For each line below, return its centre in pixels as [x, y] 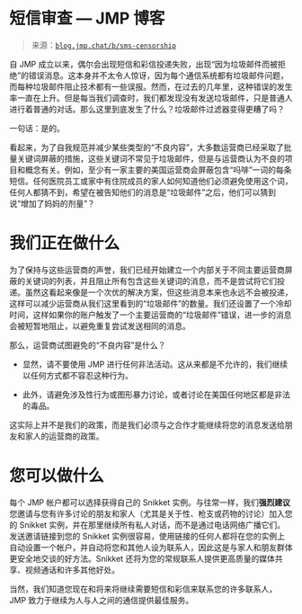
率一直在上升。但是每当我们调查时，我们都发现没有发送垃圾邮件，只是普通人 [151, 98]
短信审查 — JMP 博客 [87, 18]
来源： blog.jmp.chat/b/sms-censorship [104, 45]
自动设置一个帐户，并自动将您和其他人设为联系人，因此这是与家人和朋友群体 [151, 547]
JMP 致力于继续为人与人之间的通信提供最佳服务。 [102, 600]
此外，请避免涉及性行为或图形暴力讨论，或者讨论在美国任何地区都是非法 [156, 394]
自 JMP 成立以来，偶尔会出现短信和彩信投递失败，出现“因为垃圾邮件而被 [144, 64]
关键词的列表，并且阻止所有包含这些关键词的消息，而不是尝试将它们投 [155, 280]
